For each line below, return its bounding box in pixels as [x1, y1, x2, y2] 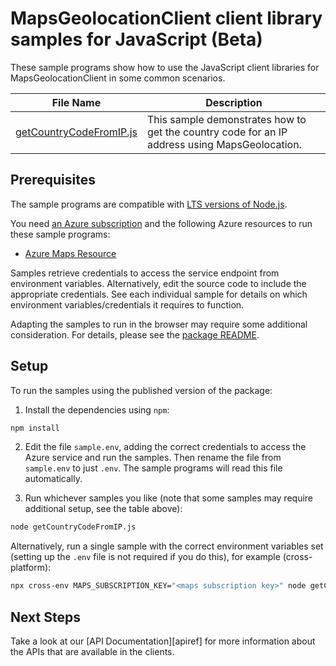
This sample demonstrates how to [146, 112, 307, 126]
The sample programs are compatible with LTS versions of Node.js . [10, 198, 288, 210]
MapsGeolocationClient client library [10, 7, 323, 30]
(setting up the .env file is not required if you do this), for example [10, 551, 281, 563]
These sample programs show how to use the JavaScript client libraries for [10, 61, 320, 73]
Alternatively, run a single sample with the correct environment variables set [10, 540, 324, 552]
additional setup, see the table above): [24, 503, 183, 515]
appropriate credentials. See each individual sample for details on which [10, 288, 308, 300]
